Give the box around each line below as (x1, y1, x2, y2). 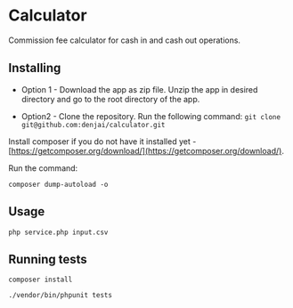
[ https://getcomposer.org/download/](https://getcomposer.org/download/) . (8, 145, 284, 156)
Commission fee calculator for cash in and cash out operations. (8, 35, 241, 45)
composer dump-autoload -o (8, 180, 109, 189)
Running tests (8, 251, 88, 267)
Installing (8, 61, 61, 76)
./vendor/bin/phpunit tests (8, 291, 113, 300)
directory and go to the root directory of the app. (20, 93, 200, 104)
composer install (8, 275, 73, 285)
